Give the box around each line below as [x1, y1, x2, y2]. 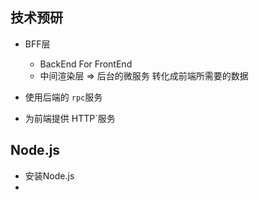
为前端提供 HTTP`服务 [24, 112, 116, 124]
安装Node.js [24, 169, 75, 182]
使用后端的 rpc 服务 [24, 91, 103, 103]
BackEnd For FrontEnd [39, 58, 133, 70]
